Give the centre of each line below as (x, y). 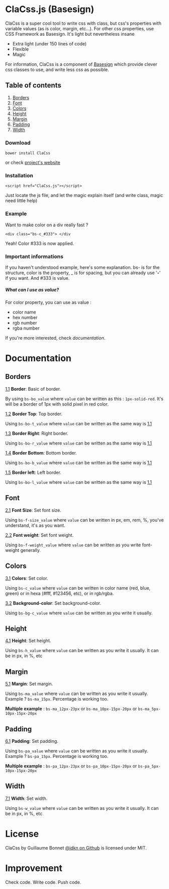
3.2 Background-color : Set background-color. (53, 603)
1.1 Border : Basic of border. (33, 389)
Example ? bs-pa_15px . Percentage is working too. (57, 756)
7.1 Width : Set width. (26, 798)
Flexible (21, 49)
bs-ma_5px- (149, 709)
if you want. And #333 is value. (37, 278)
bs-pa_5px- (149, 766)
